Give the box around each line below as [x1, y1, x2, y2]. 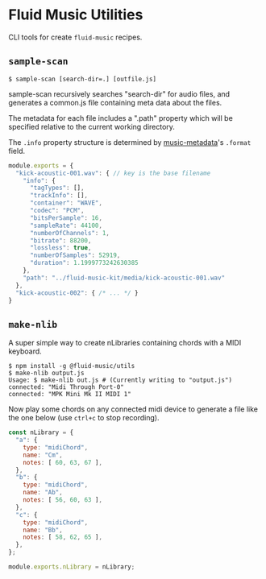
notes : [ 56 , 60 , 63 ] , [23, 496, 103, 504]
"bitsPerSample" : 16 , [29, 213, 103, 222]
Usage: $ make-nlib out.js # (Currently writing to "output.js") [8, 376, 232, 384]
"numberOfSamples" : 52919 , [29, 251, 121, 259]
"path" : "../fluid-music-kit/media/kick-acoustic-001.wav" [23, 274, 226, 282]
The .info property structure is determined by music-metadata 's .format [8, 137, 251, 147]
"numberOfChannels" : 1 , [29, 229, 110, 237]
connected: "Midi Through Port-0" [8, 383, 125, 391]
